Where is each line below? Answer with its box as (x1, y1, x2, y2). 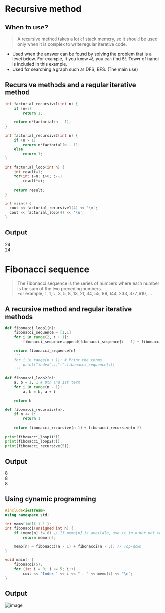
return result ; (14, 188, 45, 193)
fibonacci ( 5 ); (14, 562, 43, 567)
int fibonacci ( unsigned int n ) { (5, 526, 74, 531)
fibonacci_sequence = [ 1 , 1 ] (14, 330, 71, 335)
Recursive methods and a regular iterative (5, 81, 136, 89)
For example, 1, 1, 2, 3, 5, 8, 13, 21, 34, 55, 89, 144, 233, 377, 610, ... (17, 291, 152, 296)
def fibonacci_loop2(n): (5, 376, 56, 380)
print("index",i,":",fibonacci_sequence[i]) (23, 362, 115, 367)
